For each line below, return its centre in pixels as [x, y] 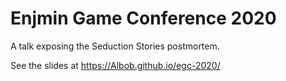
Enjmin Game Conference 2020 [143, 18]
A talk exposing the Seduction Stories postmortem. [115, 46]
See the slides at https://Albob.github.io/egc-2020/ [115, 65]
